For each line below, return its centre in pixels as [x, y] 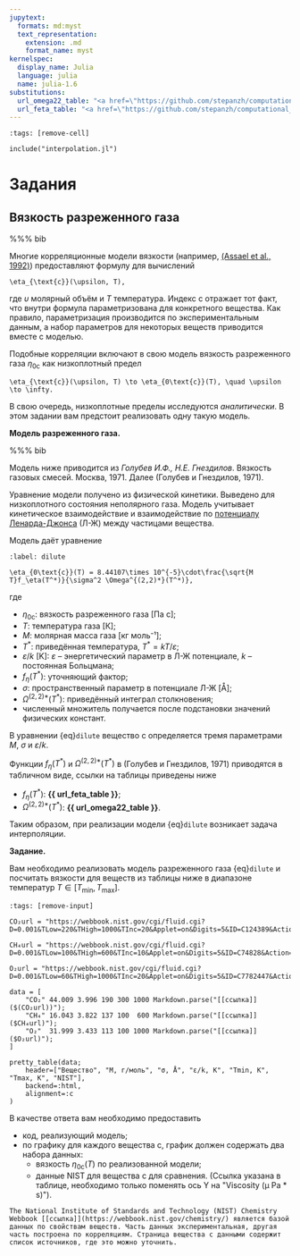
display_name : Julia [55, 68]
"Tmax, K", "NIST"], [48, 1078]
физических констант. [64, 718]
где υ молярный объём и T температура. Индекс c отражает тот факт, [144, 299]
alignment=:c [50, 1093]
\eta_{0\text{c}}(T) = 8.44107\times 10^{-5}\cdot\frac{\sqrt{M [131, 573]
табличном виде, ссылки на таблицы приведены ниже [113, 775]
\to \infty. [31, 390]
